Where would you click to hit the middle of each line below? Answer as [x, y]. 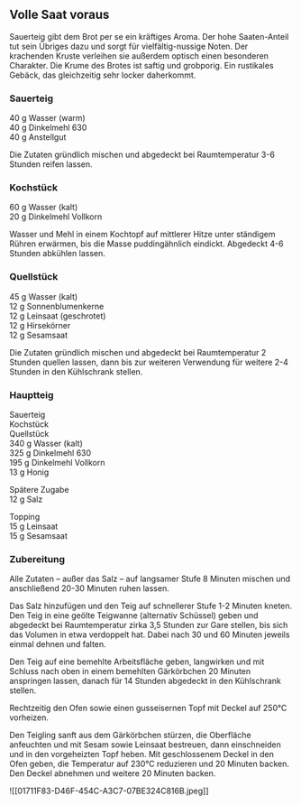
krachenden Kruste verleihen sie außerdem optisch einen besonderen [139, 56]
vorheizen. [29, 717]
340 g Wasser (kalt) [46, 443]
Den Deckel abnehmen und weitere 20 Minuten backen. [113, 773]
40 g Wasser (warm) [47, 118]
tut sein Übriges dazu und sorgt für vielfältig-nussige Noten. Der [129, 46]
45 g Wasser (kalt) [44, 296]
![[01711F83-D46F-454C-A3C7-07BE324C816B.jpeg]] [109, 791]
